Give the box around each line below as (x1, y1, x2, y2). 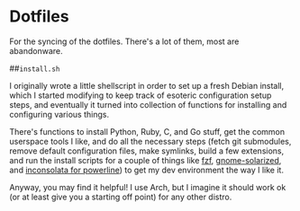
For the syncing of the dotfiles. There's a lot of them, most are (9, 36, 240, 47)
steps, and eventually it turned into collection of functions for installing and (9, 99, 287, 110)
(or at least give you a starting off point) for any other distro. (9, 191, 232, 202)
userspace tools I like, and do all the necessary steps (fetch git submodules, (9, 136, 292, 146)
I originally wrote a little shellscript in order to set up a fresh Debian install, (9, 80, 285, 91)
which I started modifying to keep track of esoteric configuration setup (9, 90, 272, 101)
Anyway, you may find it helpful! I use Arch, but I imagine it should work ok (9, 181, 286, 192)
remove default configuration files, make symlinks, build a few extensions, (9, 145, 285, 156)
